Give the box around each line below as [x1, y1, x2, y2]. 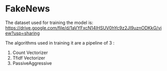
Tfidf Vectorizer [12, 54, 45, 60]
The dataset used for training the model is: [5, 19, 94, 25]
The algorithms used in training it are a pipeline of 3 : [5, 39, 115, 45]
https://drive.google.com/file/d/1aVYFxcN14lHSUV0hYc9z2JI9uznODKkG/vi [5, 24, 162, 30]
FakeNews [5, 3, 50, 14]
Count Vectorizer [12, 49, 48, 55]
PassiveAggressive [12, 60, 52, 66]
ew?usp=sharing [5, 30, 40, 36]
